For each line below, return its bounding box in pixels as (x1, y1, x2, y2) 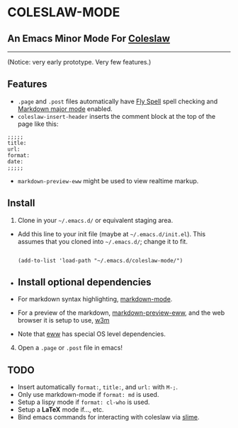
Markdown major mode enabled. (17, 104, 113, 113)
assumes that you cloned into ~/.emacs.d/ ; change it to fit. (17, 237, 188, 245)
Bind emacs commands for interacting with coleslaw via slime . (17, 413, 200, 422)
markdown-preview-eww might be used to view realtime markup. (17, 176, 199, 185)
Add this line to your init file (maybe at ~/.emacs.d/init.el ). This (17, 229, 206, 238)
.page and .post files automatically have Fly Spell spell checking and (17, 97, 218, 105)
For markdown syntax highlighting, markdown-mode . (17, 295, 173, 303)
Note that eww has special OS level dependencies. (17, 330, 166, 338)
